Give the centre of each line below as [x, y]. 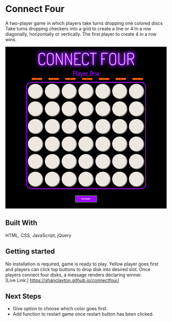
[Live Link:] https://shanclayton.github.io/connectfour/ [62, 280]
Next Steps [23, 296]
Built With [21, 223]
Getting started [30, 251]
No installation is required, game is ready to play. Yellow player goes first [82, 264]
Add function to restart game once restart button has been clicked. [83, 314]
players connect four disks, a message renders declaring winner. [74, 275]
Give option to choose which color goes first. [60, 309]
